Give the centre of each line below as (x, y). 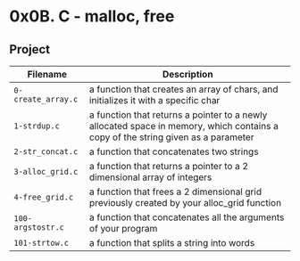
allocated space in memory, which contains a (183, 126)
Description (187, 74)
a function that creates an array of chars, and (183, 89)
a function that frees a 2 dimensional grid (175, 192)
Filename (47, 74)
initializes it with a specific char (154, 100)
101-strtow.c (42, 243)
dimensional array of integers (150, 177)
